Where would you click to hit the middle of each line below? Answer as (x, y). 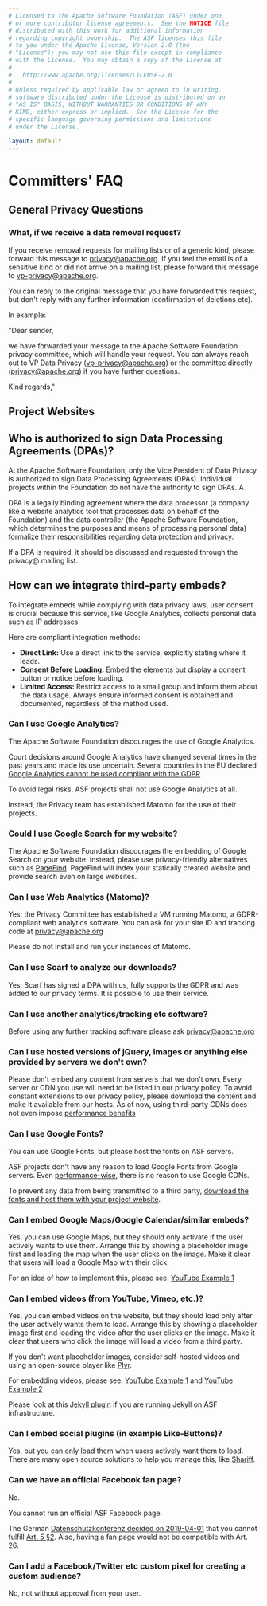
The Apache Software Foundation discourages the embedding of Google (127, 851)
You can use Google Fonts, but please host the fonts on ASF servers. (121, 1151)
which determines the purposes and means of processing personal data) (128, 528)
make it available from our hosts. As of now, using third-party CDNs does (128, 1105)
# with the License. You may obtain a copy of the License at (115, 61)
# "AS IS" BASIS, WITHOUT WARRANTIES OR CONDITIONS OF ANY (108, 104)
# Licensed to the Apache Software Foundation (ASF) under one (115, 16)
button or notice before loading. (72, 677)
